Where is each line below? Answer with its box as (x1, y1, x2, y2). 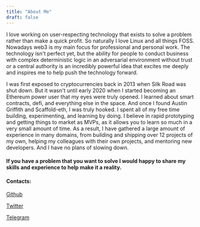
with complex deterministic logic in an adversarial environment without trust (6, 56, 193, 63)
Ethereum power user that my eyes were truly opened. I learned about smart (6, 93, 194, 100)
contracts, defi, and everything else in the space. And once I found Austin (6, 99, 187, 106)
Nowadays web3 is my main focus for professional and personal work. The (6, 43, 190, 51)
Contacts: (6, 177, 32, 185)
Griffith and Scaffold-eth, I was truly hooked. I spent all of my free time (6, 106, 180, 113)
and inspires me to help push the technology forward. (6, 69, 139, 76)
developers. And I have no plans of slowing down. (6, 144, 129, 151)
